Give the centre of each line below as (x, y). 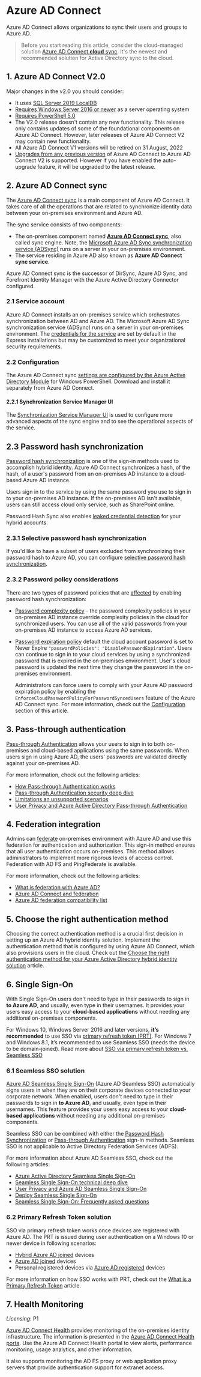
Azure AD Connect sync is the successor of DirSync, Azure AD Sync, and (97, 273)
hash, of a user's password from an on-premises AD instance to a (88, 474)
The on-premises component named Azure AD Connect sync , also (98, 236)
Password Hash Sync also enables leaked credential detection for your (94, 516)
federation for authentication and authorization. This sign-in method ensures (101, 845)
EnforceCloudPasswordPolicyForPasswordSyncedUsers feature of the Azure (105, 698)
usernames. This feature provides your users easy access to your (87, 1109)
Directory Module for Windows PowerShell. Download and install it (88, 381)
